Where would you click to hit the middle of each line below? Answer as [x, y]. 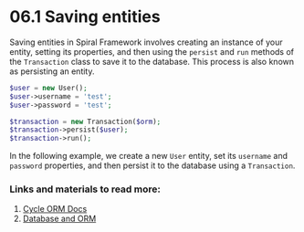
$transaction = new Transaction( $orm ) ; [85, 121]
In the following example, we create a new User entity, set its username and [149, 156]
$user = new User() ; [49, 88]
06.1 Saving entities [85, 17]
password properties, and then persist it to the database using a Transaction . [152, 165]
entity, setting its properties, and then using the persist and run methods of [152, 51]
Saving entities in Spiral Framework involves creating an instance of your [146, 42]
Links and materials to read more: [85, 189]
